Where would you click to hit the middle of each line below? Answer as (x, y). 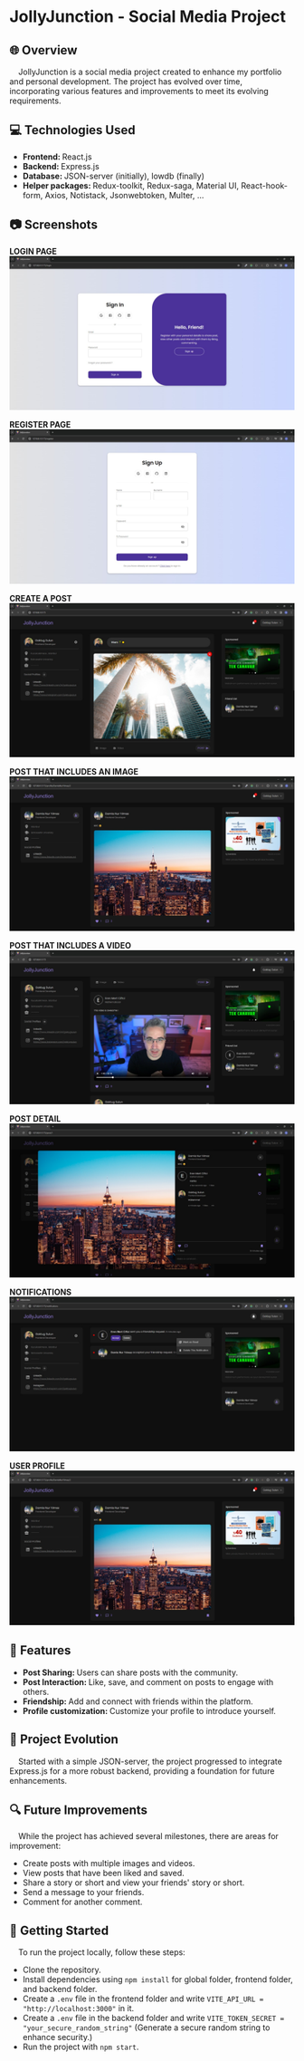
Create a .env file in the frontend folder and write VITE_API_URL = (143, 1998)
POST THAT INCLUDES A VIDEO (71, 946)
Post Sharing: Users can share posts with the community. (130, 1672)
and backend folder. (60, 1989)
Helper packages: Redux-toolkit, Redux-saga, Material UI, (131, 185)
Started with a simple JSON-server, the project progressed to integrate (150, 1761)
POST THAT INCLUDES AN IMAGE (74, 772)
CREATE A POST (41, 599)
